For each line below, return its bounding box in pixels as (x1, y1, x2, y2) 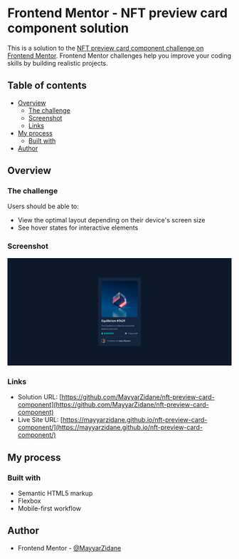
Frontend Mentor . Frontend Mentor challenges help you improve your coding (7, 51, 232, 60)
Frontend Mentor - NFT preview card (7, 5, 228, 21)
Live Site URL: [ (17, 416, 63, 424)
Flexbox (17, 496, 41, 505)
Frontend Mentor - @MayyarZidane (17, 543, 122, 552)
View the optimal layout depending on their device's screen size (17, 216, 206, 225)
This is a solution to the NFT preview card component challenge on (7, 43, 204, 52)
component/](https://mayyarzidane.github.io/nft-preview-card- (17, 423, 203, 432)
